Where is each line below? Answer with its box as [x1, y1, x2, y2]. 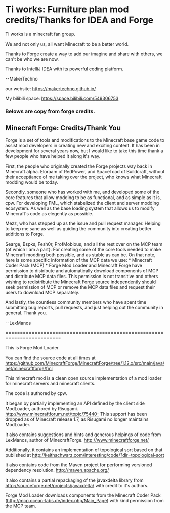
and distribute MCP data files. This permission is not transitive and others [5, 273, 158, 279]
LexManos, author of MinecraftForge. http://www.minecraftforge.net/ [5, 437, 149, 443]
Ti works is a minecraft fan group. [5, 31, 76, 37]
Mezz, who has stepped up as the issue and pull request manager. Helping [5, 220, 161, 226]
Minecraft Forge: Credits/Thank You [5, 124, 121, 132]
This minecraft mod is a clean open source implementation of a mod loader [5, 375, 162, 381]
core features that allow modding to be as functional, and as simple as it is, [5, 194, 161, 201]
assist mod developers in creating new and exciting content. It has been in [5, 142, 160, 148]
